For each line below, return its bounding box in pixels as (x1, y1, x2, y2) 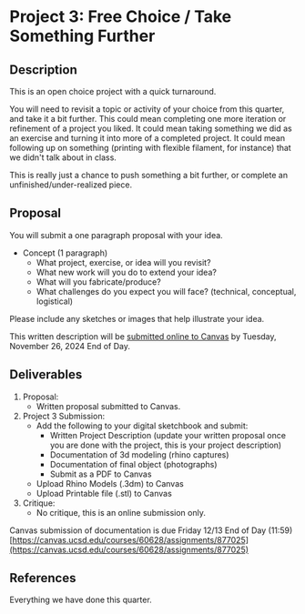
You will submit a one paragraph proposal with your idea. (9, 229, 223, 240)
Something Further (9, 25, 156, 46)
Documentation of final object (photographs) (49, 458, 218, 469)
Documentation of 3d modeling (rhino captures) (49, 448, 229, 460)
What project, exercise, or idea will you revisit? (36, 257, 211, 267)
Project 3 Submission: (22, 410, 106, 421)
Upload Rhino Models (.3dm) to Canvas (36, 478, 184, 488)
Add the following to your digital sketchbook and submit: (36, 420, 249, 431)
